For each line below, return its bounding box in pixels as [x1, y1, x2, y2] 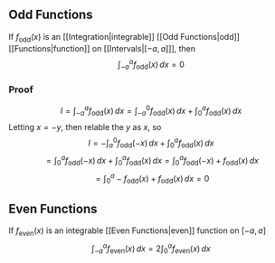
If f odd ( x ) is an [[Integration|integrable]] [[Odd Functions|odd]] [8, 31, 241, 44]
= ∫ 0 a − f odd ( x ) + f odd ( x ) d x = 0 [95, 171, 210, 186]
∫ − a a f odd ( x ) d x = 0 [118, 57, 185, 71]
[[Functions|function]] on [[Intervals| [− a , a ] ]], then [8, 42, 196, 53]
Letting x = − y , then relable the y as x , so [8, 121, 162, 132]
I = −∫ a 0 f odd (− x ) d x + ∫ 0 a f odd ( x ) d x [88, 136, 214, 150]
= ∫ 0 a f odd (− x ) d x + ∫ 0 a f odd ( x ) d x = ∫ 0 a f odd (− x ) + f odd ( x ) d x [45, 154, 260, 168]
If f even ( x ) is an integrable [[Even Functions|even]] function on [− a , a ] [8, 225, 266, 238]
